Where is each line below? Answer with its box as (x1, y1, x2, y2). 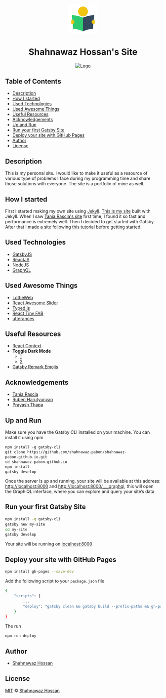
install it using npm (5, 435, 43, 441)
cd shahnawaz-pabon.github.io (5, 459, 68, 465)
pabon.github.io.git (5, 454, 48, 460)
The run (5, 623, 21, 629)
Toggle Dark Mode (12, 348, 51, 354)
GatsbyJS (12, 251, 32, 257)
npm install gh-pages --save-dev (5, 569, 74, 574)
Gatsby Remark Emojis (12, 364, 58, 370)
